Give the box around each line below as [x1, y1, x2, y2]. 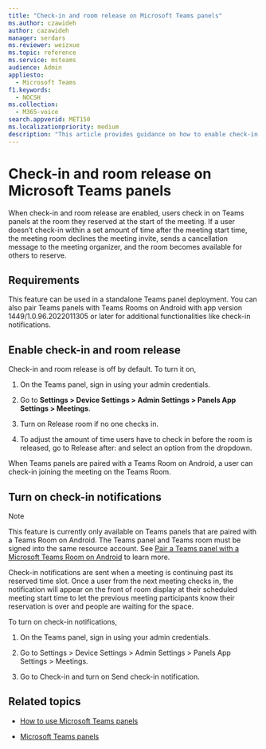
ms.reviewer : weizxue [8, 41, 80, 49]
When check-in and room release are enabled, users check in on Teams [8, 208, 244, 218]
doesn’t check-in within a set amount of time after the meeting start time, [8, 225, 248, 235]
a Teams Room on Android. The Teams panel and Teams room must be [8, 535, 241, 545]
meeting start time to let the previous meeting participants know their [8, 593, 235, 602]
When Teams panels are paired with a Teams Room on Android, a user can [8, 459, 253, 468]
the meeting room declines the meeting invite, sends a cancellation [8, 233, 229, 243]
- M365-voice [15, 108, 59, 116]
